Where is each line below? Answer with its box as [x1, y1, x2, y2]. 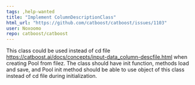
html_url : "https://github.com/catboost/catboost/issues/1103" [6, 20, 167, 26]
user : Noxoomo [6, 25, 42, 32]
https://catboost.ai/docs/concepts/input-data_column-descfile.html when [6, 53, 187, 61]
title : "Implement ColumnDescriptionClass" [6, 14, 117, 20]
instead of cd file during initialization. [6, 73, 97, 80]
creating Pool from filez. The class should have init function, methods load [6, 60, 190, 67]
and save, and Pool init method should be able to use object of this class [6, 66, 185, 73]
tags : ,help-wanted [6, 8, 55, 15]
